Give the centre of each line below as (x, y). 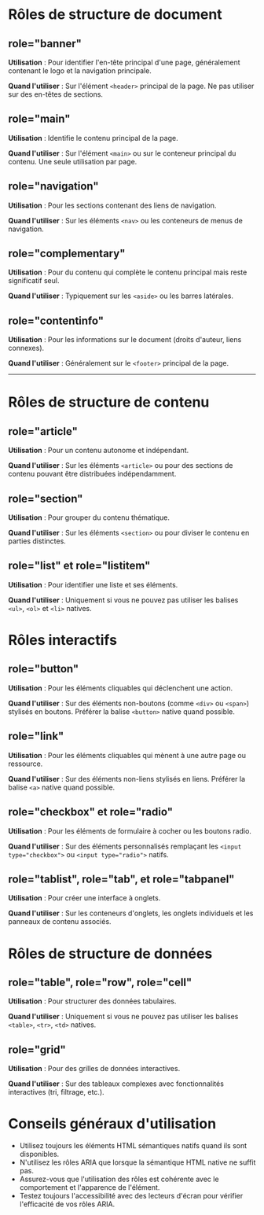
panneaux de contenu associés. (60, 922)
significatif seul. (34, 281)
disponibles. (39, 1154)
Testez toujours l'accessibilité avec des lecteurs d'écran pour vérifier (131, 1196)
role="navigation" (54, 186)
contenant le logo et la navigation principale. (80, 71)
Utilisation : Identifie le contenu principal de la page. (93, 138)
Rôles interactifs (63, 641)
